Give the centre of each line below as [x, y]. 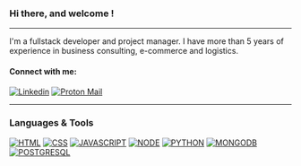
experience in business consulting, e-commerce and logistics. [124, 51]
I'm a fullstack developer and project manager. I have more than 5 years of [146, 41]
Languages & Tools [52, 123]
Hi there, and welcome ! [62, 13]
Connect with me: [43, 71]
